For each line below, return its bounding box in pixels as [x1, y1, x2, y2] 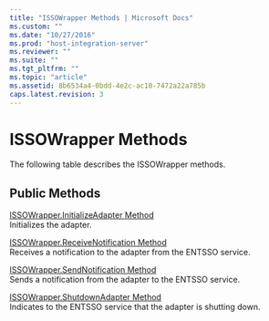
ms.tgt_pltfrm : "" [9, 65, 79, 74]
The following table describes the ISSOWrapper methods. [9, 159, 226, 170]
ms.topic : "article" [9, 73, 88, 82]
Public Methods [9, 185, 101, 201]
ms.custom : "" [9, 22, 64, 31]
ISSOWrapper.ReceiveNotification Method [9, 237, 167, 248]
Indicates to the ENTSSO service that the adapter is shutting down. [9, 302, 262, 313]
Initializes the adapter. [9, 220, 92, 231]
